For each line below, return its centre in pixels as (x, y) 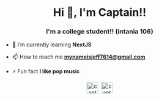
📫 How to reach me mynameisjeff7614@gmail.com (79, 57)
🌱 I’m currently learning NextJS (52, 45)
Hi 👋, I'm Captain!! (100, 12)
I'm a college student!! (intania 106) (100, 32)
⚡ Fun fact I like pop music (46, 71)
